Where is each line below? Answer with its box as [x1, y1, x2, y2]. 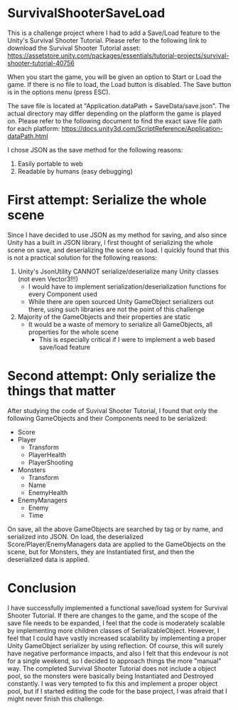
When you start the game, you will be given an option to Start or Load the [7, 73, 222, 81]
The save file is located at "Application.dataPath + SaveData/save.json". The [7, 101, 230, 110]
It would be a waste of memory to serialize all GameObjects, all [28, 320, 213, 328]
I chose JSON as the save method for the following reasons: [7, 145, 183, 154]
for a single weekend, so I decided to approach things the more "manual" [7, 657, 222, 665]
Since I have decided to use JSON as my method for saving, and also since [7, 230, 227, 239]
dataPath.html [7, 132, 48, 140]
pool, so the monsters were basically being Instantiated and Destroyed [7, 672, 214, 680]
